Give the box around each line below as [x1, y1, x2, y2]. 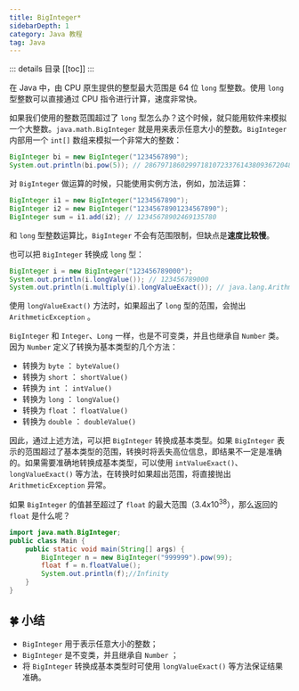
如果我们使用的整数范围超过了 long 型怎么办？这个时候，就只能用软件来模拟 [9, 112, 287, 123]
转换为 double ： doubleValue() [21, 416, 136, 427]
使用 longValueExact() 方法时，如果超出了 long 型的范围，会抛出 [9, 300, 246, 311]
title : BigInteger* [9, 12, 82, 22]
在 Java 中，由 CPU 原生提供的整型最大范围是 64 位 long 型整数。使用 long [9, 82, 285, 94]
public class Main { [9, 536, 86, 545]
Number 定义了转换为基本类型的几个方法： [26, 341, 178, 352]
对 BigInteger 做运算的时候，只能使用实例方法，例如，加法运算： [9, 178, 249, 188]
